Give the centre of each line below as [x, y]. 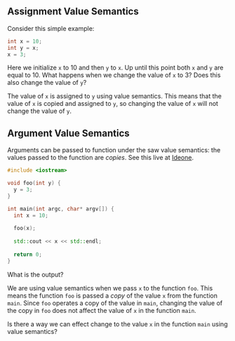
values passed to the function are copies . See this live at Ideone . [101, 158]
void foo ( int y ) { [34, 183]
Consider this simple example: [51, 28]
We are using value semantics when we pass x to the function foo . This [110, 288]
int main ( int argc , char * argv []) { [61, 209]
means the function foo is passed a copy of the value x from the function [112, 295]
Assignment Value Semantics [73, 12]
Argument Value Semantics [68, 133]
